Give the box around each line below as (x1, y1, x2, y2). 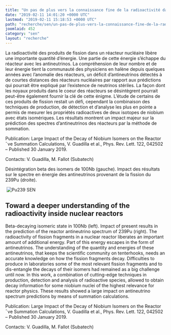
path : (5, 21, 17, 27)
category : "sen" (5, 31, 40, 36)
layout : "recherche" (5, 36, 49, 41)
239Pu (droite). (5, 177, 37, 183)
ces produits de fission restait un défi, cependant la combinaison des (5, 98, 150, 104)
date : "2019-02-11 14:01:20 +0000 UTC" (5, 12, 90, 17)
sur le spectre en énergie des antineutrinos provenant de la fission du (5, 171, 151, 177)
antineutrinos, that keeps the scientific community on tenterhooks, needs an (5, 250, 165, 256)
